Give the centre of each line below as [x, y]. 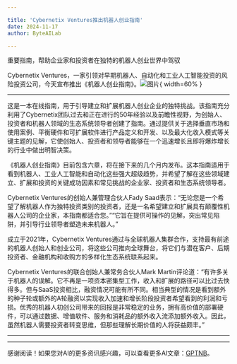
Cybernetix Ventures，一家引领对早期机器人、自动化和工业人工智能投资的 [115, 76]
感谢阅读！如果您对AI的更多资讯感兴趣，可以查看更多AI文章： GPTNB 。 [110, 353]
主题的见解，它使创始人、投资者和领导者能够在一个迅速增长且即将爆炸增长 [121, 141]
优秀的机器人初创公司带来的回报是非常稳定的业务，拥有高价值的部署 [118, 307]
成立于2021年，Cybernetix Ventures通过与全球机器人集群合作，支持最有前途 [118, 239]
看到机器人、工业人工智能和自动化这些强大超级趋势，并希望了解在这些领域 [115, 174]
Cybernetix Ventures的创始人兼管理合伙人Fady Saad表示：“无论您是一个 [113, 198]
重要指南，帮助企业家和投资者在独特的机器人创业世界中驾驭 [94, 60]
